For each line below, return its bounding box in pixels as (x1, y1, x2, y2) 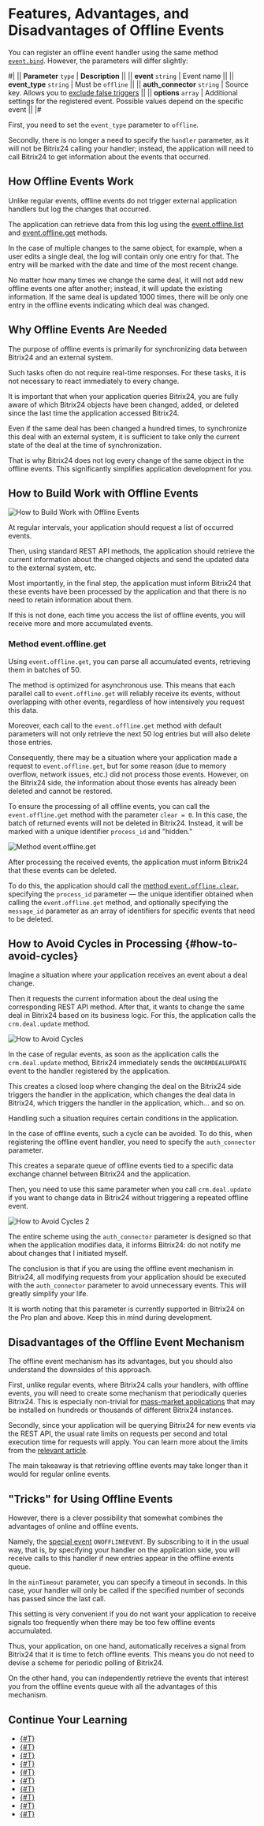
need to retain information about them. (8, 595, 134, 605)
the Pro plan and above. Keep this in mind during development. (8, 1313, 213, 1322)
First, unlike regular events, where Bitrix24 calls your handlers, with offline (8, 1381, 249, 1390)
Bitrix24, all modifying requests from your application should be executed (8, 1273, 247, 1282)
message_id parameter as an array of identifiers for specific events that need (8, 906, 255, 915)
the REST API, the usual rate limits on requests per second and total (8, 1429, 228, 1439)
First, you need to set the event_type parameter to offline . (8, 120, 199, 129)
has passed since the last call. (8, 1594, 106, 1604)
